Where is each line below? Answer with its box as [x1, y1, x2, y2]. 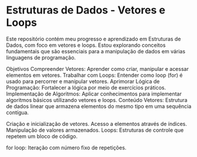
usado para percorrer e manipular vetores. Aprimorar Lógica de [6, 77, 160, 85]
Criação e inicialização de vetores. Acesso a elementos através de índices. [6, 120, 187, 127]
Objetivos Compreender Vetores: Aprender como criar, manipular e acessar [6, 65, 189, 72]
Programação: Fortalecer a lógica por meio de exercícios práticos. [6, 84, 166, 91]
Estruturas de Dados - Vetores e [6, 4, 166, 17]
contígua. [6, 109, 29, 116]
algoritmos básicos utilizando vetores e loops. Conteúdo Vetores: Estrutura [6, 96, 188, 103]
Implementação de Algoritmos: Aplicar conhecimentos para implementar [6, 90, 182, 97]
